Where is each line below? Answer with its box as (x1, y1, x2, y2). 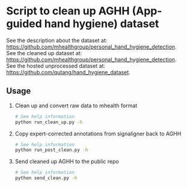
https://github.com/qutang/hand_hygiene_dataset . (6, 68, 130, 76)
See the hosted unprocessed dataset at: (6, 62, 106, 70)
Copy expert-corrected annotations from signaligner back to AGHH (14, 130, 182, 137)
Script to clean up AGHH (6, 4, 130, 18)
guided (6, 17, 42, 31)
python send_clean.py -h (14, 175, 78, 181)
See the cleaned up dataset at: (6, 49, 82, 56)
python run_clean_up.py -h (14, 119, 83, 125)
